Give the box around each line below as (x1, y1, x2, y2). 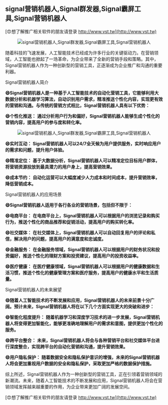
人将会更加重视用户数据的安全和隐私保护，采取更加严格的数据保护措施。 (5, 360, 154, 366)
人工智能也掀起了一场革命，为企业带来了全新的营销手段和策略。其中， (13, 56, 158, 62)
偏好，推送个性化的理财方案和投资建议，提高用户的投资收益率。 (9, 253, 141, 259)
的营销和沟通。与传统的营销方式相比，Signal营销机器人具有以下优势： (5, 102, 150, 108)
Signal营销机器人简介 (5, 79, 49, 85)
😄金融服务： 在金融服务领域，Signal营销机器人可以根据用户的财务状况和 (5, 246, 156, 252)
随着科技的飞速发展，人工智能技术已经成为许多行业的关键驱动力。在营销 (5, 50, 154, 56)
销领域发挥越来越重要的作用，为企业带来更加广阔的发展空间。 (5, 383, 132, 389)
